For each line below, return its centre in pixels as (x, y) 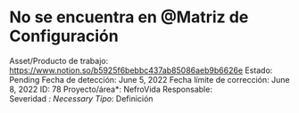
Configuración (64, 36)
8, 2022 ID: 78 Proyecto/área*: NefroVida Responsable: (111, 89)
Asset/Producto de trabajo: (59, 61)
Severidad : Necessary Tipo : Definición (81, 98)
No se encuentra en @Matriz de (129, 17)
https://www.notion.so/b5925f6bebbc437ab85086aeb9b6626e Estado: (141, 70)
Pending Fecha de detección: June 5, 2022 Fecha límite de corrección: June (149, 79)
